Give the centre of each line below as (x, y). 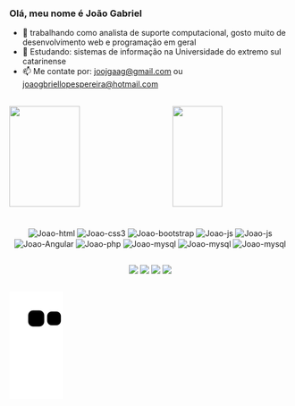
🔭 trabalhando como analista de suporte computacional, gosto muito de (154, 33)
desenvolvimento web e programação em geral (109, 42)
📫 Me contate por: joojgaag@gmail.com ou (102, 72)
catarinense (44, 62)
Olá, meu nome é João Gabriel (76, 13)
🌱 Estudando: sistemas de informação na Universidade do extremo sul (152, 52)
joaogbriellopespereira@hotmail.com (90, 84)
